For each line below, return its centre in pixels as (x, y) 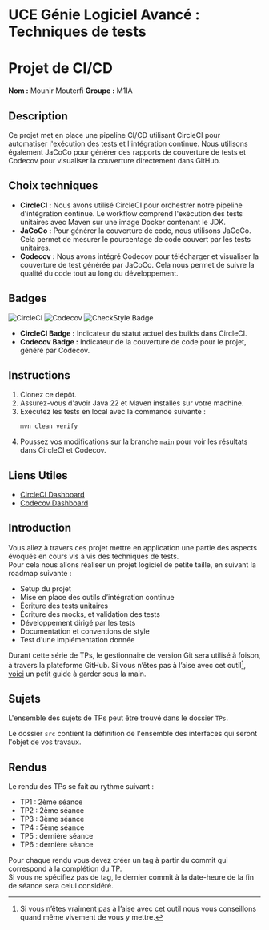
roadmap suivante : (40, 573)
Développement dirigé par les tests (78, 622)
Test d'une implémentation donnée (77, 639)
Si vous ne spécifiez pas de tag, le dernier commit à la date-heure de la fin (131, 877)
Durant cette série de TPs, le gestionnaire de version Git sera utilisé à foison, (134, 655)
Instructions (39, 375)
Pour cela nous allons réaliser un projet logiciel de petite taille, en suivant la (132, 564)
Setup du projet (46, 588)
